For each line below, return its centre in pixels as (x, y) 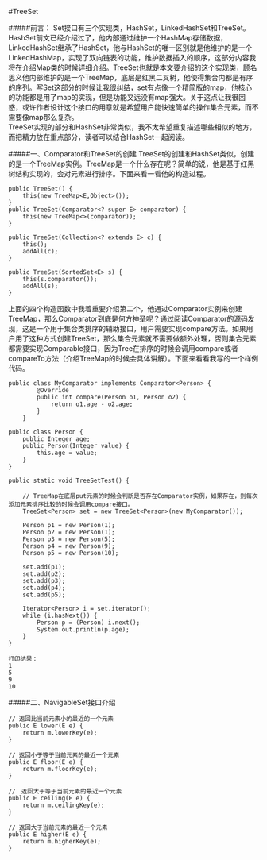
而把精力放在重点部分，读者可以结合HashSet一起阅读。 (99, 137)
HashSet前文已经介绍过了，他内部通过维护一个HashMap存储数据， (118, 38)
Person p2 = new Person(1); (69, 532)
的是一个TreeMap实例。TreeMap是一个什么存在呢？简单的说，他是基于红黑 (132, 164)
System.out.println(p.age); (83, 630)
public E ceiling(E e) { (49, 798)
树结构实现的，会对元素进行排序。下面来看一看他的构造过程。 (109, 174)
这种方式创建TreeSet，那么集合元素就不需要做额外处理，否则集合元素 (143, 338)
